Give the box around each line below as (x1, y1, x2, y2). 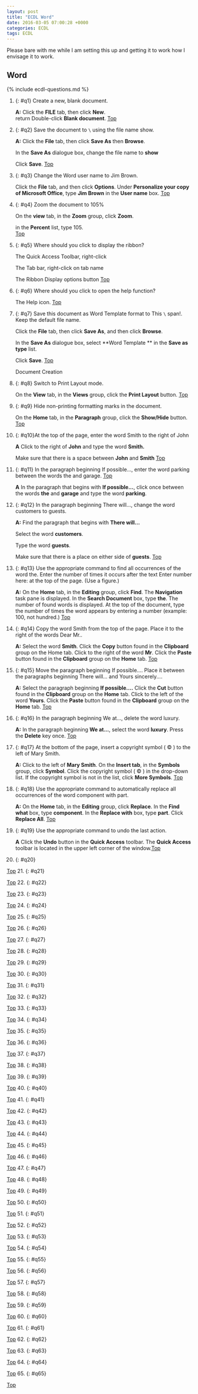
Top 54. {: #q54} (6, 1244, 47, 1251)
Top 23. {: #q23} (6, 890, 47, 897)
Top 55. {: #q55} (6, 1255, 46, 1263)
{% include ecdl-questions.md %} (6, 85, 89, 93)
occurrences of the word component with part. (15, 791, 129, 799)
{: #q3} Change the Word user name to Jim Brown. (15, 172, 139, 179)
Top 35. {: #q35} (6, 1027, 46, 1034)
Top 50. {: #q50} (6, 1198, 47, 1205)
